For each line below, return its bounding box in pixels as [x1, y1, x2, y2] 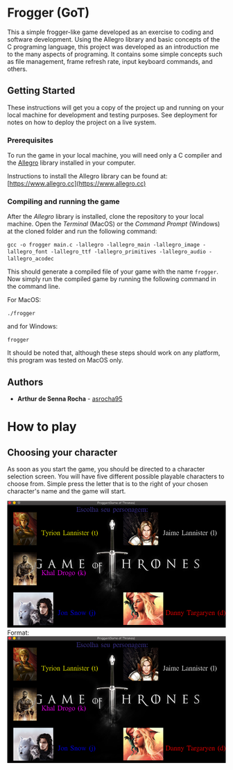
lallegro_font [7, 249, 49, 256]
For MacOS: [7, 296, 42, 304]
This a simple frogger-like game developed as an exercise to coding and [7, 28, 214, 36]
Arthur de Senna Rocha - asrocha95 [17, 394, 123, 403]
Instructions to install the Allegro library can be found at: [7, 172, 168, 181]
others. [7, 65, 28, 73]
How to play [7, 419, 77, 435]
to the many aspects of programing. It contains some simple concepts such [7, 50, 223, 58]
